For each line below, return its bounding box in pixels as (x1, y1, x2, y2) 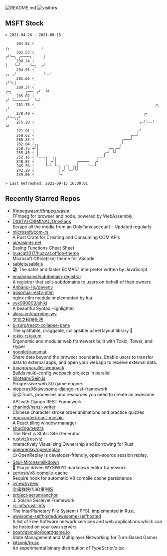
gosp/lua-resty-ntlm (12, 289, 54, 295)
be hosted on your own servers (12, 524, 77, 530)
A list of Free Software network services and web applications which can (12, 518, 163, 524)
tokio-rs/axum (12, 332, 42, 339)
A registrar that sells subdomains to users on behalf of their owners (12, 278, 151, 284)
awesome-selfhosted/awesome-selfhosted (12, 513, 101, 519)
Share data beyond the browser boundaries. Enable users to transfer (12, 354, 154, 360)
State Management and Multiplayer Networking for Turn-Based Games (12, 534, 158, 540)
